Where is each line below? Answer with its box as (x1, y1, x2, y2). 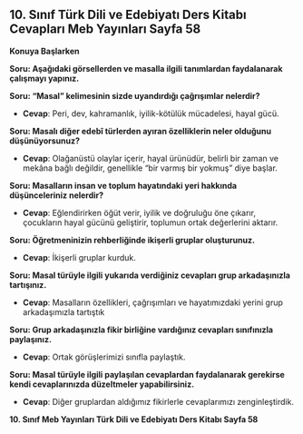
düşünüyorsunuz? (9, 135, 80, 146)
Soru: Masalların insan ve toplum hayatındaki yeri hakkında (9, 180, 238, 191)
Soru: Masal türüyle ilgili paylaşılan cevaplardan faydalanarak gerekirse (9, 369, 286, 380)
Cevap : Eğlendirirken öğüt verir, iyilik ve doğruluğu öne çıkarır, (22, 207, 257, 218)
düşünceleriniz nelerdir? (9, 190, 104, 201)
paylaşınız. (9, 333, 53, 344)
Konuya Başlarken (9, 45, 80, 56)
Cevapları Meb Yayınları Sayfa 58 (9, 22, 201, 37)
